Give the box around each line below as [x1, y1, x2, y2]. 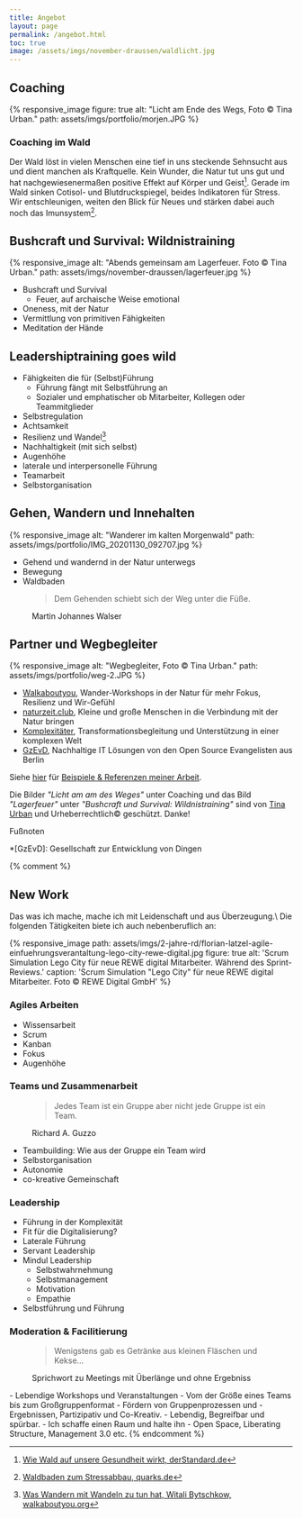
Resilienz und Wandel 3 [22, 430, 107, 442]
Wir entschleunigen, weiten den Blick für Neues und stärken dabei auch [9, 195, 275, 207]
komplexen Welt [22, 735, 83, 746]
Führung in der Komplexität [22, 1217, 123, 1228]
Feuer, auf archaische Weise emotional [35, 294, 180, 305]
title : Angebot [9, 13, 67, 23]
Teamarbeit [22, 469, 66, 480]
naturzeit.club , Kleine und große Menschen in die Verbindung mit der [22, 706, 279, 717]
